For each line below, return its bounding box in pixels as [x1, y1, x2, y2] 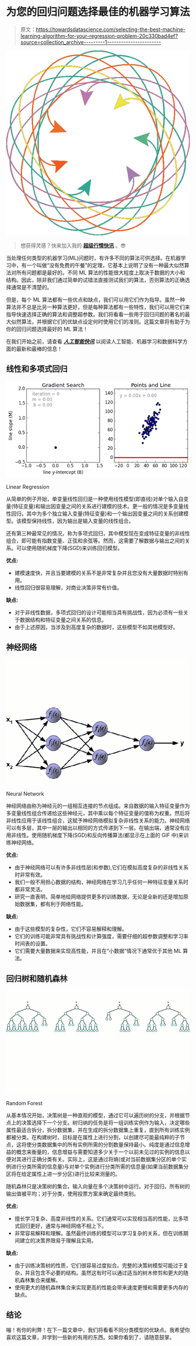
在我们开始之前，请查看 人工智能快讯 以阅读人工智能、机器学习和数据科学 [6, 338, 183, 345]
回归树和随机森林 [6, 973, 68, 983]
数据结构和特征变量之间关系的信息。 [19, 616, 107, 623]
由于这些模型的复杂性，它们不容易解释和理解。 [14, 925, 127, 932]
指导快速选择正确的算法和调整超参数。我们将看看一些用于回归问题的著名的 [6, 311, 185, 318]
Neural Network [6, 790, 44, 798]
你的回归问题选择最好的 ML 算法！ [6, 325, 89, 332]
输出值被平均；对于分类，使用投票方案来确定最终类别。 [6, 1190, 139, 1197]
